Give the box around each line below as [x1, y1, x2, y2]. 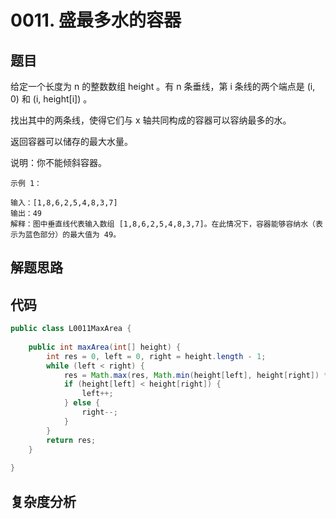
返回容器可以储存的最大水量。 [10, 136, 133, 147]
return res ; [46, 435, 97, 445]
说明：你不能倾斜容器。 [10, 157, 107, 168]
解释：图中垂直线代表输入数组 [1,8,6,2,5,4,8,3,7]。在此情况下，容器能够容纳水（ [10, 219, 317, 229]
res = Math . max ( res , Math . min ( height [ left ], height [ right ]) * [63, 370, 329, 380]
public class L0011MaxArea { [10, 324, 132, 334]
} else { [63, 398, 101, 408]
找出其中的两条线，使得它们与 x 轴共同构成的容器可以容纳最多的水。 [10, 114, 292, 126]
